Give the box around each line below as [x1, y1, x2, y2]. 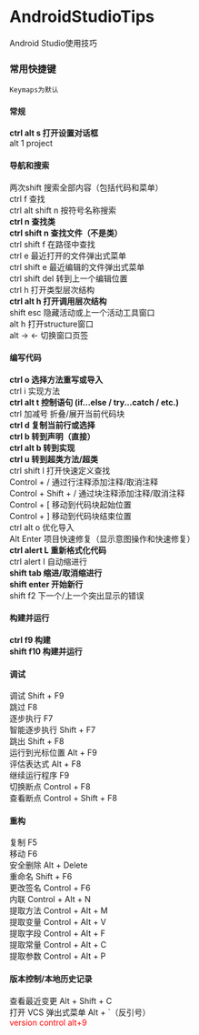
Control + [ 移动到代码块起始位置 [9, 498, 132, 510]
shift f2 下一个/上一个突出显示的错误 [9, 589, 144, 601]
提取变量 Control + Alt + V [9, 917, 107, 928]
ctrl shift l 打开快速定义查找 [9, 465, 111, 476]
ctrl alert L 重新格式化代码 [9, 544, 107, 556]
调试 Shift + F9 [9, 690, 65, 701]
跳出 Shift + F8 [9, 736, 65, 747]
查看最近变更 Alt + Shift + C [9, 995, 113, 1006]
